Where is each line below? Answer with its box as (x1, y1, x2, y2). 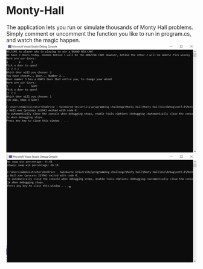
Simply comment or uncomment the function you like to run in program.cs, (6, 30, 192, 37)
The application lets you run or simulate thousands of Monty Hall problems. (6, 24, 194, 31)
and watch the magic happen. (6, 36, 80, 44)
